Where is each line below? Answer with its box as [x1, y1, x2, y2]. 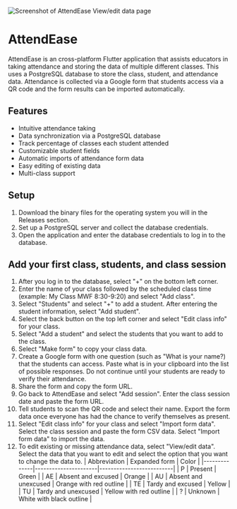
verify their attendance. [18, 375, 87, 383]
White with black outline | [18, 495, 92, 503]
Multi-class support [18, 169, 75, 177]
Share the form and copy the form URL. [18, 382, 133, 391]
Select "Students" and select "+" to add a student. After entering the [18, 300, 218, 309]
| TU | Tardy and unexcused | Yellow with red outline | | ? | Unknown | [18, 487, 220, 496]
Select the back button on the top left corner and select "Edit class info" [18, 315, 228, 323]
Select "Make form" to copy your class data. [18, 345, 147, 353]
